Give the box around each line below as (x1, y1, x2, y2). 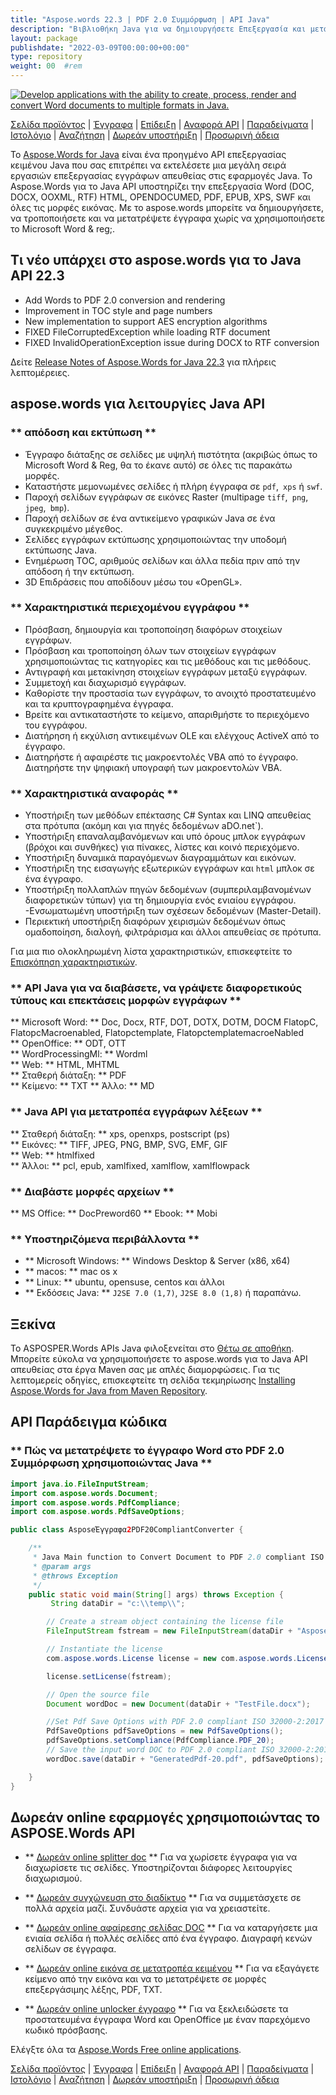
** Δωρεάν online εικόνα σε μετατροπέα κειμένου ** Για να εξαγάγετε (24, 1962, 320, 1975)
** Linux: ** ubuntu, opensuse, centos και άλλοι (24, 1276, 225, 1288)
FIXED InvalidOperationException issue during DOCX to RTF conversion (24, 336, 320, 348)
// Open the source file (46, 1689, 150, 1700)
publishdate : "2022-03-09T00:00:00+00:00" (10, 42, 190, 53)
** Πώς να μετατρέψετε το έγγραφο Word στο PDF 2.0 (10, 1444, 285, 1458)
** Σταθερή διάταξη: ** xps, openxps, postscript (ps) (10, 1127, 230, 1140)
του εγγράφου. (24, 719, 88, 731)
